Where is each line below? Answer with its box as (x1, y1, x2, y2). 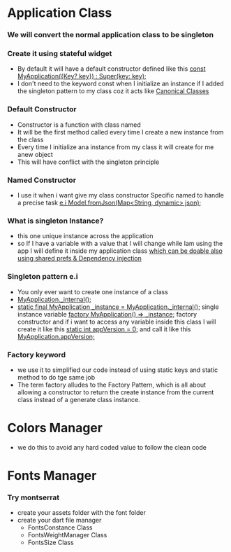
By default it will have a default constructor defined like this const (17, 64, 206, 73)
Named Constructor (7, 175, 77, 185)
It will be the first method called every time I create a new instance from (17, 127, 224, 136)
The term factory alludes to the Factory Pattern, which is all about (17, 380, 207, 389)
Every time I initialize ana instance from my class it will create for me (17, 142, 214, 151)
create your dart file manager (17, 516, 102, 525)
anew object (17, 150, 54, 158)
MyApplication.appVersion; (17, 332, 96, 340)
